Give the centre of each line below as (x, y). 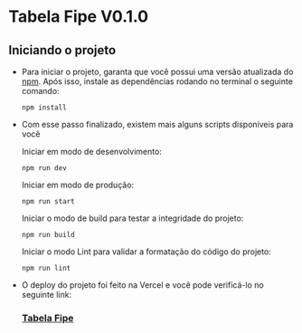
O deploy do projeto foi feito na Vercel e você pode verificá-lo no (142, 285)
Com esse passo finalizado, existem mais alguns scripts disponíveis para (157, 124)
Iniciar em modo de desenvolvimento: (91, 152)
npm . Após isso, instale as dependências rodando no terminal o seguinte (157, 81)
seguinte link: (47, 295)
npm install (44, 108)
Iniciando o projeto (62, 50)
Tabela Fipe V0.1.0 (79, 17)
